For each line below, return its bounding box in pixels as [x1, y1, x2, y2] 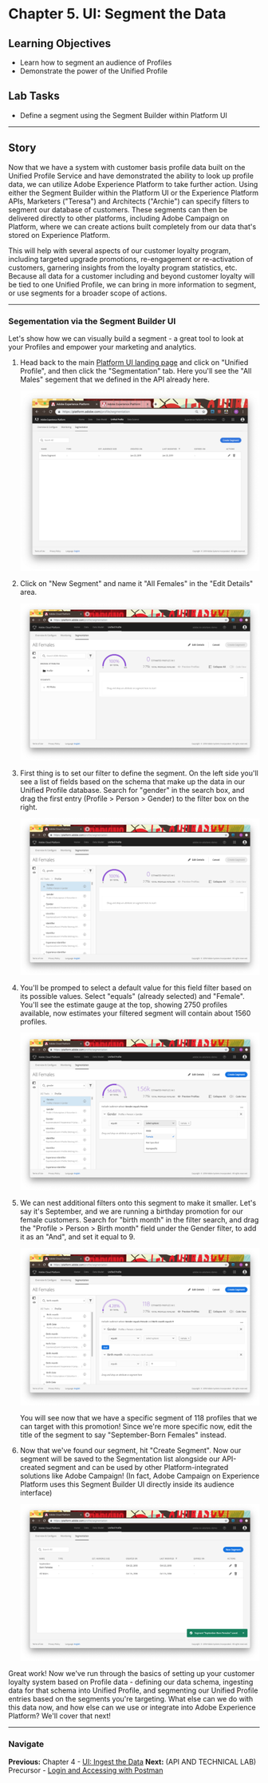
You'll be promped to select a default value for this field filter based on [19, 983, 252, 993]
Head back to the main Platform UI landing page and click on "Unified [19, 357, 249, 367]
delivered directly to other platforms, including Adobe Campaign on [8, 213, 230, 223]
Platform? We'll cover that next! [8, 1711, 112, 1721]
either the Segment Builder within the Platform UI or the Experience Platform [8, 188, 259, 197]
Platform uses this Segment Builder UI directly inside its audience [19, 1479, 235, 1489]
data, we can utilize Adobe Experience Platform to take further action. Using [8, 179, 258, 188]
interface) [19, 1488, 53, 1497]
